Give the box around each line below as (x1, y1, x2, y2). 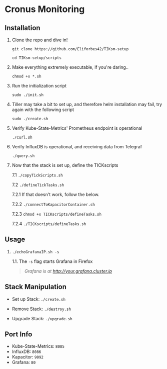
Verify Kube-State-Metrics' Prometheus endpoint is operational (11, 125, 142, 131)
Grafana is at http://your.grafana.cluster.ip (24, 268, 112, 274)
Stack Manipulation (4, 283, 67, 291)
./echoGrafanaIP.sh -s (11, 249, 59, 254)
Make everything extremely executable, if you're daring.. (11, 64, 128, 70)
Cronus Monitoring (4, 4, 85, 15)
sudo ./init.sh (11, 93, 44, 98)
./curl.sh (11, 135, 33, 140)
